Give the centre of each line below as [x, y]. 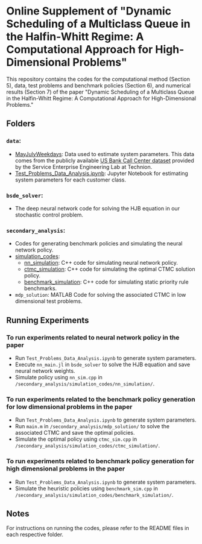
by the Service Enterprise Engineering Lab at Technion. [84, 166]
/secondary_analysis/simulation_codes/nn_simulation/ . [85, 384]
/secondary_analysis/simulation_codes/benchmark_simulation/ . [94, 495]
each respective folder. [35, 534]
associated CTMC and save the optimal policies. [75, 433]
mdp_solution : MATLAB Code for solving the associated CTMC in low [100, 295]
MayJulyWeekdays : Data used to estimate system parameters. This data [105, 154]
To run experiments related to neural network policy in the [93, 337]
